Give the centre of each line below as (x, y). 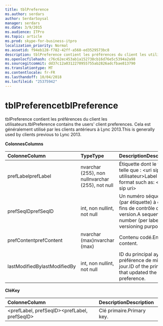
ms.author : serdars (25, 14)
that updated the (138, 272)
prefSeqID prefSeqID (31, 211)
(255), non (93, 173)
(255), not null (97, 185)
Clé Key (13, 290)
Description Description (126, 302)
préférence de (135, 260)
